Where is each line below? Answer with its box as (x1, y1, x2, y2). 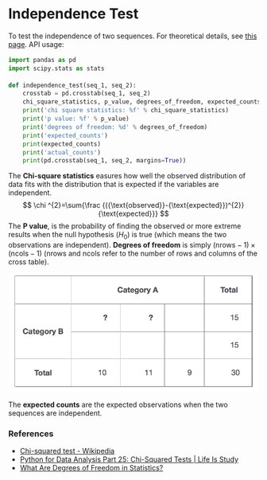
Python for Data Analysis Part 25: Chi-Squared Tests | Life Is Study (19, 455, 239, 464)
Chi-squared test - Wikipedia (19, 447, 115, 456)
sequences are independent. (8, 408, 103, 418)
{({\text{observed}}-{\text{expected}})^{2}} (102, 201, 245, 210)
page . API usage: (8, 39, 64, 49)
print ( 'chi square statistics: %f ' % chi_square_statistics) (22, 107, 229, 115)
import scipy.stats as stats (8, 64, 105, 72)
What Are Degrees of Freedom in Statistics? (19, 463, 164, 473)
